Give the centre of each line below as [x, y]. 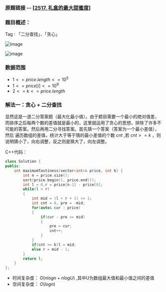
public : [13, 166]
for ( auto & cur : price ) [56, 207]
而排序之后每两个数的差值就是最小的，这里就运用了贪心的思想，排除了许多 [81, 123]
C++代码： [16, 152]
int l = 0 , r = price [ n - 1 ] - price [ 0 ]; [63, 185]
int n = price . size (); [46, 175]
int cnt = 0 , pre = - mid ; [58, 203]
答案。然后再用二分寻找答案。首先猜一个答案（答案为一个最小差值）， [89, 129]
